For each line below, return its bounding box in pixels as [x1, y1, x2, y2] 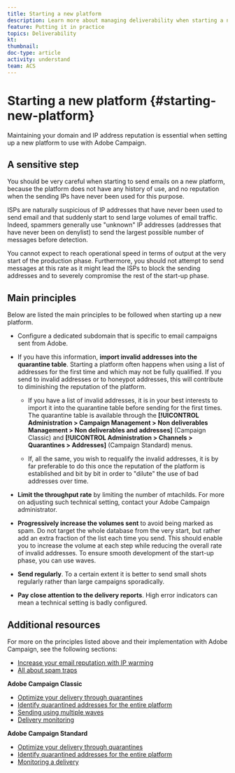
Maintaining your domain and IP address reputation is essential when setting [7, 131, 227, 139]
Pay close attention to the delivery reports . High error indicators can [17, 591, 218, 600]
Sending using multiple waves [17, 708, 104, 716]
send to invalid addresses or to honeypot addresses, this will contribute [17, 375, 224, 383]
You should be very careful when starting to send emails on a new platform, [7, 177, 225, 186]
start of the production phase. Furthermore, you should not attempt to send [7, 257, 225, 265]
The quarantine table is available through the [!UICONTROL [27, 411, 199, 420]
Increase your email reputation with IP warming [17, 659, 154, 667]
